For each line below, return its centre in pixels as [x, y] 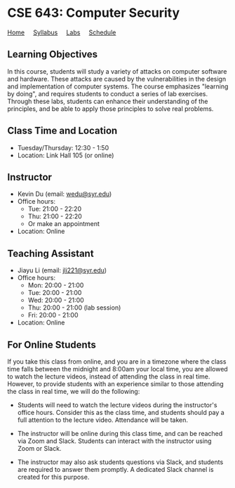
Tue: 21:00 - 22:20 [55, 209]
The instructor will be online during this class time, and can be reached [120, 434]
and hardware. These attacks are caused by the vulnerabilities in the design [117, 79]
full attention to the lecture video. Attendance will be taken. [102, 420]
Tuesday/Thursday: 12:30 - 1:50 [63, 147]
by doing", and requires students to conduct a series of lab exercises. [108, 93]
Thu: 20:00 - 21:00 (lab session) [74, 308]
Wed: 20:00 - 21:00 [56, 301]
